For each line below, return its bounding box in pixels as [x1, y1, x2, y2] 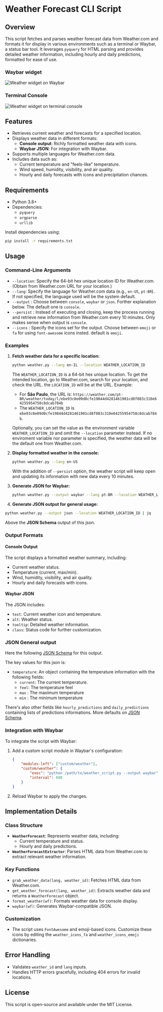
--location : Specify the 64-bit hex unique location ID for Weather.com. [12, 278, 155, 284]
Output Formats [5, 532, 43, 538]
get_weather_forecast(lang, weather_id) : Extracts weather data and [12, 887, 150, 893]
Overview [5, 23, 36, 31]
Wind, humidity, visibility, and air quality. [12, 574, 93, 580]
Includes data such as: [12, 156, 57, 162]
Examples [5, 342, 29, 349]
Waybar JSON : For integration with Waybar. [19, 146, 108, 152]
